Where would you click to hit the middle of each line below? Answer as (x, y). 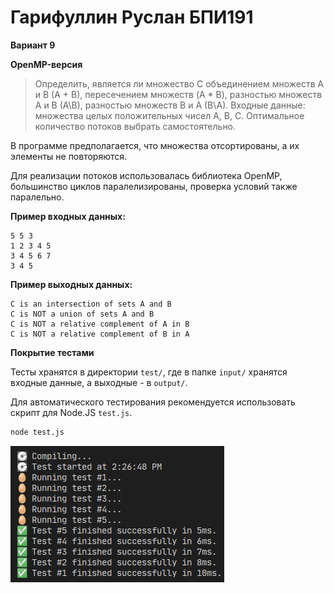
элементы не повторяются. (69, 156)
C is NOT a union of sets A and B (82, 314)
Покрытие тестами (52, 352)
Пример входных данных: (68, 216)
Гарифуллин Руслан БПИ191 (132, 17)
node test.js (37, 432)
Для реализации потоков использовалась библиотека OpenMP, (146, 175)
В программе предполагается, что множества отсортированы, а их (155, 145)
